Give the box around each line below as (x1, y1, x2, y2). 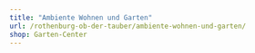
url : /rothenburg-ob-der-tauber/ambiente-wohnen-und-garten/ (9, 22, 247, 31)
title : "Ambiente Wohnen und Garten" (9, 13, 153, 22)
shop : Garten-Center (9, 30, 88, 39)
